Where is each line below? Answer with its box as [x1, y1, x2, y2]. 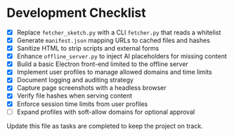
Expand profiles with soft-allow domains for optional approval [16, 107, 195, 116]
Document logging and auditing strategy [16, 76, 134, 84]
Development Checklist [6, 5, 146, 21]
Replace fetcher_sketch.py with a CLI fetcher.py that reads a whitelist [16, 28, 221, 37]
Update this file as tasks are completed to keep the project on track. [6, 122, 203, 130]
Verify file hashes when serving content [16, 91, 133, 100]
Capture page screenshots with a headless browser [16, 84, 167, 92]
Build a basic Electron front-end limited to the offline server [16, 60, 189, 68]
